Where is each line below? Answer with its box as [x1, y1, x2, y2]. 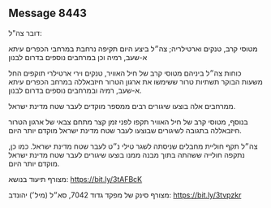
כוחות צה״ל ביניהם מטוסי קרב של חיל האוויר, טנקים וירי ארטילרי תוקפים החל [8, 68, 242, 78]
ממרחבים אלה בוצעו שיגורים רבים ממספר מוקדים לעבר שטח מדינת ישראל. [8, 101, 236, 110]
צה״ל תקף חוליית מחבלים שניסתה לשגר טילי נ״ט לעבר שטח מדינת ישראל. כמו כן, [8, 141, 258, 151]
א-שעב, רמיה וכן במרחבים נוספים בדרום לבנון [8, 52, 148, 62]
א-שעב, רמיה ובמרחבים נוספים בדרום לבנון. [8, 85, 142, 95]
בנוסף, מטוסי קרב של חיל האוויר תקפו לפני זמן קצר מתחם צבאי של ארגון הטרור [8, 117, 249, 127]
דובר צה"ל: [8, 28, 42, 37]
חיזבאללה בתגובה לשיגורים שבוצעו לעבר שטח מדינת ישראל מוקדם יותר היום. [8, 125, 242, 135]
